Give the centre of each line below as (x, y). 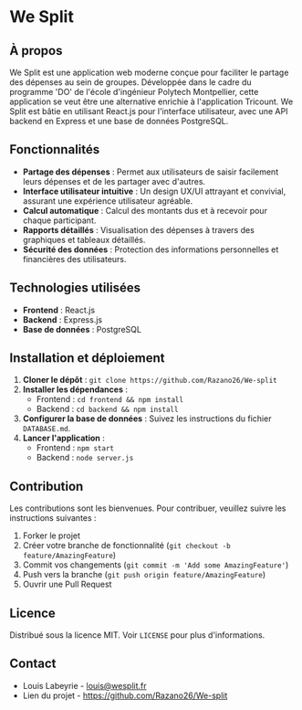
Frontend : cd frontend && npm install (110, 399)
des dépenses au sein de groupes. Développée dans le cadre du (130, 82)
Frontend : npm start (75, 448)
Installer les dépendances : (75, 389)
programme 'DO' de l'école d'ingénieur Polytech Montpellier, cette (134, 92)
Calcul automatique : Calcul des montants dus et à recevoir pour (145, 210)
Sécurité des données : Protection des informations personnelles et (151, 249)
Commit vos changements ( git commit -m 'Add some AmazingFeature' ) (156, 565)
